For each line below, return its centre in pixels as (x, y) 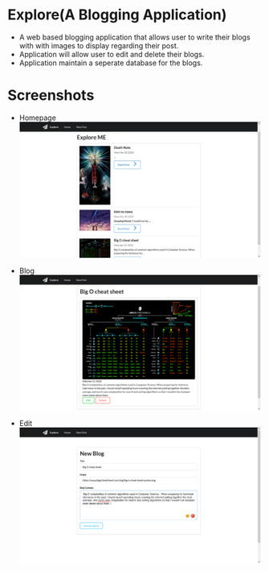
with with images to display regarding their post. (99, 45)
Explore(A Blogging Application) (117, 15)
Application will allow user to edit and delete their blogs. (112, 54)
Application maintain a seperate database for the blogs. (111, 63)
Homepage (38, 118)
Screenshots (51, 95)
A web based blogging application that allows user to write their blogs (134, 37)
